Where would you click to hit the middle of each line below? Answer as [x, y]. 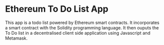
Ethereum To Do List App [57, 9]
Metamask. [16, 38]
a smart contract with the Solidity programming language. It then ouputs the [82, 27]
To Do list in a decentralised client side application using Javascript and [78, 33]
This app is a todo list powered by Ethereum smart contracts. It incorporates [82, 22]
